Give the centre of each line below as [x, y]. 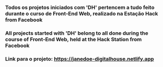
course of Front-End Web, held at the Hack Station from [74, 39]
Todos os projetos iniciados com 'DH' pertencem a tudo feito [80, 7]
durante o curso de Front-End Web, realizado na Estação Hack [81, 13]
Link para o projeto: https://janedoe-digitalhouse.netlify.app [80, 59]
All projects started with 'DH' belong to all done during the [77, 33]
